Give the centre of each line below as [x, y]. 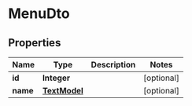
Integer [56, 78]
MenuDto [39, 14]
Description [113, 65]
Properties [35, 43]
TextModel [63, 91]
